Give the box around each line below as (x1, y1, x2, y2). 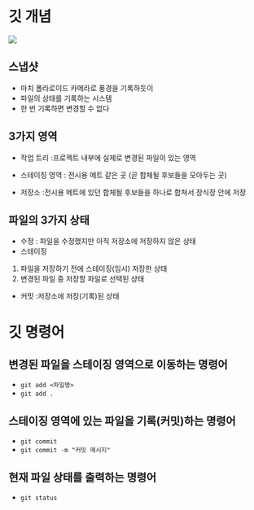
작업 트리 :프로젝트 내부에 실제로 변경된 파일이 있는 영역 (20, 152, 197, 163)
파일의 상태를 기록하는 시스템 (20, 93, 112, 102)
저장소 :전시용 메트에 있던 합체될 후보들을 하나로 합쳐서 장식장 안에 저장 (20, 187, 247, 197)
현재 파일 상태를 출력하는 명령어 (8, 470, 157, 484)
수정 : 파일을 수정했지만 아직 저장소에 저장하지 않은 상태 (20, 237, 197, 246)
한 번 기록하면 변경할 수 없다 (20, 103, 110, 113)
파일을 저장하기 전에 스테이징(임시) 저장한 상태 (20, 264, 168, 273)
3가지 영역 (8, 129, 58, 143)
